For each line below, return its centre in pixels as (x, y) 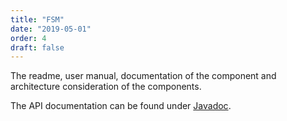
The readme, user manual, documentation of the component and (143, 76)
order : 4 (28, 38)
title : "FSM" (37, 19)
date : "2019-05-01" (51, 29)
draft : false (37, 47)
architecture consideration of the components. (106, 87)
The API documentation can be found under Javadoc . (121, 106)
